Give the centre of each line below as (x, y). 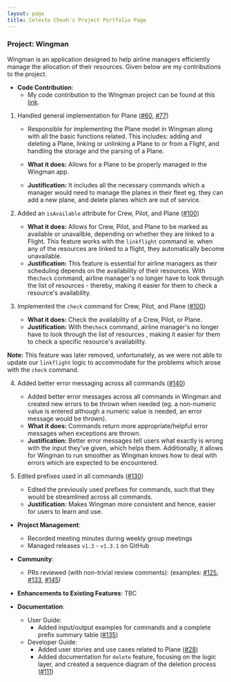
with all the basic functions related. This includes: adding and (114, 136)
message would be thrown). (67, 418)
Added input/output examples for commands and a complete (124, 627)
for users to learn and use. (65, 511)
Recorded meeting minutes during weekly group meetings (110, 538)
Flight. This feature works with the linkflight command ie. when (120, 241)
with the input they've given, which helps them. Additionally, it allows (125, 448)
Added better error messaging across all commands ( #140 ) (101, 383)
